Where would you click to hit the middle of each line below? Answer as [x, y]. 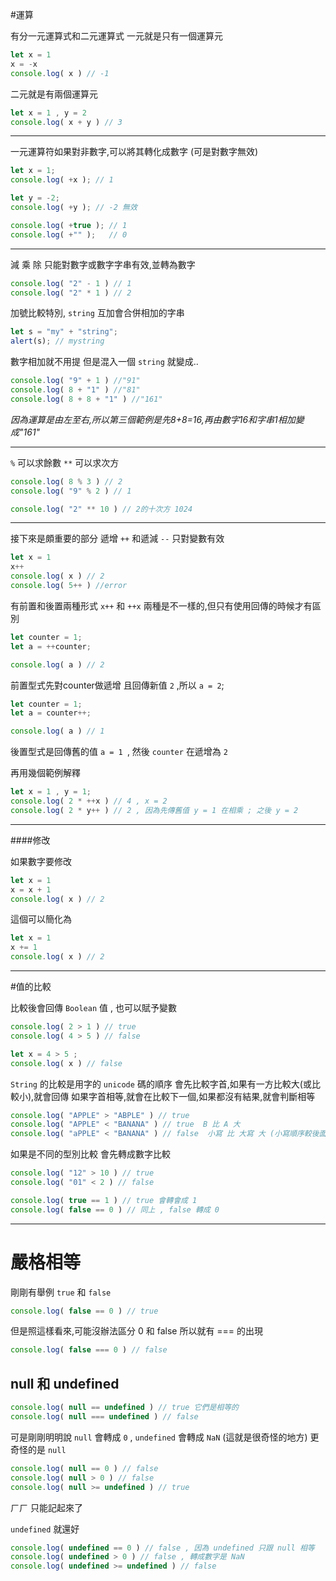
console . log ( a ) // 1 [57, 731]
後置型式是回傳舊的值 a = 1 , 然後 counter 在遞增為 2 [119, 752]
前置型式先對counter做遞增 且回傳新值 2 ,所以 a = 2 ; [117, 685]
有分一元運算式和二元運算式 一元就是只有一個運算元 [116, 36]
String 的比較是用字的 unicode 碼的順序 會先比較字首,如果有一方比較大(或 [161, 1084]
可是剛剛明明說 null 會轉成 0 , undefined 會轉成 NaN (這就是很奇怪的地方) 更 [165, 1437]
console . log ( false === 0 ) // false [89, 1350]
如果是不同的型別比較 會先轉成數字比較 [90, 1154]
